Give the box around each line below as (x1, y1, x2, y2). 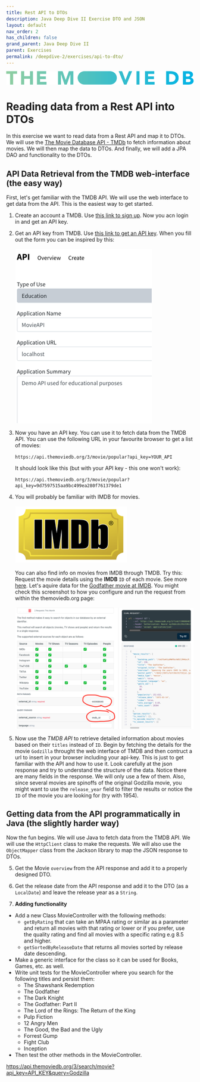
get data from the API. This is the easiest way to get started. (6, 200, 154, 208)
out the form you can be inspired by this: (14, 236, 115, 243)
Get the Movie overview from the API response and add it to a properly (14, 865, 187, 872)
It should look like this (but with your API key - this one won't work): (14, 465, 181, 472)
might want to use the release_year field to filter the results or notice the (14, 785, 193, 793)
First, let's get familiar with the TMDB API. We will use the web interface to (6, 194, 189, 201)
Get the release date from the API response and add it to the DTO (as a (14, 883, 189, 890)
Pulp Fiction (23, 1013, 54, 1021)
